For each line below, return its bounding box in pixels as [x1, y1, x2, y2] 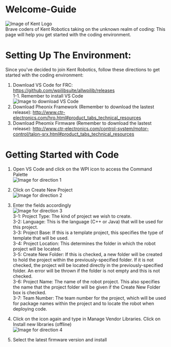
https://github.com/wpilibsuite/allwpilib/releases [12, 87, 115, 93]
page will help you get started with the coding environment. [5, 31, 131, 37]
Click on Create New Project [12, 186, 73, 193]
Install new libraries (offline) [12, 321, 72, 327]
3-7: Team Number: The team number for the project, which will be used [12, 295, 166, 301]
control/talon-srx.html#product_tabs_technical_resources [12, 131, 135, 137]
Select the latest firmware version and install [12, 336, 107, 342]
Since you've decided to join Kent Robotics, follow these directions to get [5, 66, 160, 72]
